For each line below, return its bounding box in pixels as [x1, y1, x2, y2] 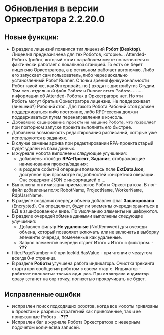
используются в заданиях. [11, 135, 67, 141]
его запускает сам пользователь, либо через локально [11, 72, 128, 78]
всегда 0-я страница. [11, 255, 57, 261]
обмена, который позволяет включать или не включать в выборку [19, 229, 159, 235]
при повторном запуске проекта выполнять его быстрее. [11, 124, 133, 130]
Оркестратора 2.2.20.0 [4, 13, 105, 25]
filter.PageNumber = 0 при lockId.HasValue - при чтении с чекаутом [11, 250, 152, 256]
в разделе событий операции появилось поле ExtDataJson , [19, 166, 145, 172]
